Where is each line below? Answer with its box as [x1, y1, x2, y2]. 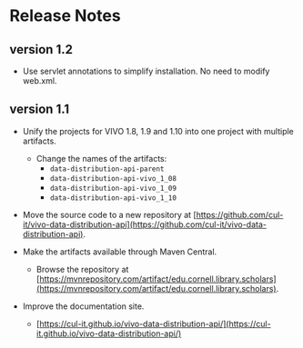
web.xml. [22, 75, 57, 86]
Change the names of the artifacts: [35, 153, 167, 164]
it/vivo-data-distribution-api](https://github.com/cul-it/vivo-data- [22, 219, 267, 230]
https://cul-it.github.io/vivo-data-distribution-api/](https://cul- [39, 318, 271, 329]
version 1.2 [9, 42, 73, 57]
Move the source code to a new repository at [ [22, 209, 197, 220]
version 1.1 [9, 102, 70, 117]
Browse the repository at [35, 263, 129, 274]
